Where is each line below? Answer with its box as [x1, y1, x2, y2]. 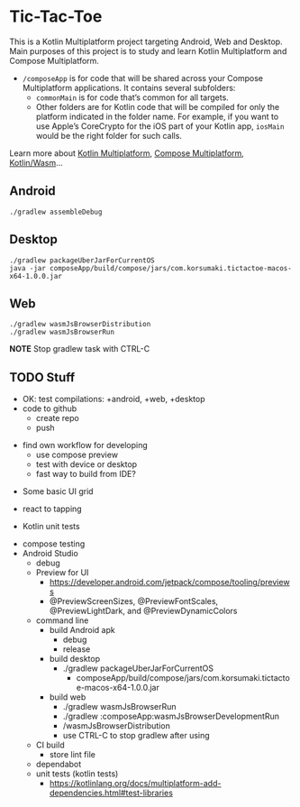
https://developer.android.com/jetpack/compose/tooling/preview [49, 577, 290, 588]
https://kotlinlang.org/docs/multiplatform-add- [49, 778, 222, 789]
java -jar [9, 263, 47, 272]
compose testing [22, 538, 86, 549]
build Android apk [49, 625, 115, 636]
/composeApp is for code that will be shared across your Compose [22, 72, 264, 83]
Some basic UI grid [22, 486, 94, 497]
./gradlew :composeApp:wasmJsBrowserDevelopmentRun [62, 711, 279, 722]
